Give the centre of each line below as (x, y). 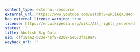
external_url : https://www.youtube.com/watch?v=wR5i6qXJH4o (69, 14)
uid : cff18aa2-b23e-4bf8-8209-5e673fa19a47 (51, 38)
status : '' (16, 28)
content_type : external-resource (40, 10)
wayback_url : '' (22, 42)
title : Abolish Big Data (31, 33)
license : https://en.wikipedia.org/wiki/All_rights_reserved (70, 24)
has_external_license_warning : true (43, 19)
